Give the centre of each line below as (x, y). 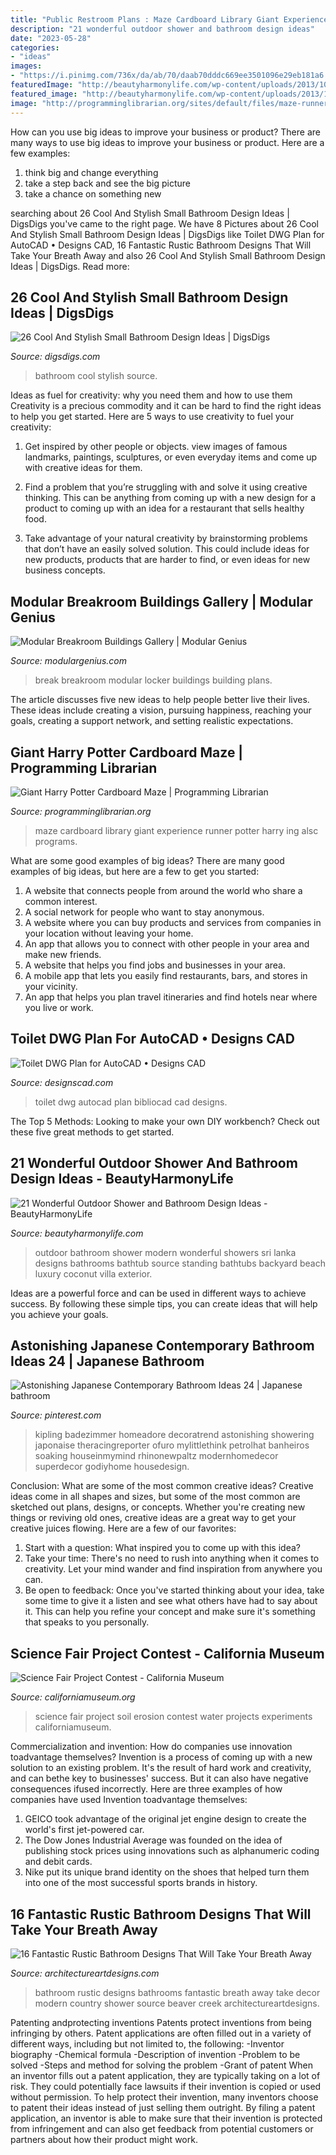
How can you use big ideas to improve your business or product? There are (165, 132)
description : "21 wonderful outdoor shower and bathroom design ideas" (162, 29)
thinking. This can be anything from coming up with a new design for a (170, 498)
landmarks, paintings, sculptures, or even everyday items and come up (171, 457)
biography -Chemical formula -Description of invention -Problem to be (155, 2054)
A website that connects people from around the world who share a (163, 890)
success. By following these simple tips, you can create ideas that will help (164, 1303)
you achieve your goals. (59, 1314)
